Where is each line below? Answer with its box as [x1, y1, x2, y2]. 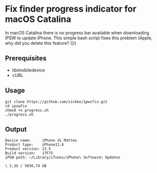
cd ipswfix [5, 104, 27, 108]
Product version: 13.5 [5, 147, 51, 152]
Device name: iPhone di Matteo [5, 138, 77, 143]
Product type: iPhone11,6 [5, 142, 64, 147]
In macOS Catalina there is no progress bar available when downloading [5, 30, 150, 35]
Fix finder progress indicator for [5, 3, 137, 15]
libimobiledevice [12, 67, 45, 73]
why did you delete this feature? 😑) [5, 40, 77, 46]
